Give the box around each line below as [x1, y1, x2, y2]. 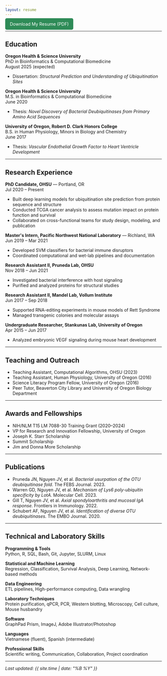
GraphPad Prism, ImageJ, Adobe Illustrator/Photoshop [5, 621, 116, 627]
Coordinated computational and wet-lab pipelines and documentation [12, 252, 155, 259]
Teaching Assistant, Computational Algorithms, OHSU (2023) [12, 369, 138, 375]
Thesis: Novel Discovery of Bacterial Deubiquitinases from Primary [12, 109, 150, 114]
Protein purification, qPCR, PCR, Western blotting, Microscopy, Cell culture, [5, 601, 159, 607]
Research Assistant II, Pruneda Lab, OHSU [5, 262, 94, 268]
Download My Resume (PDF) [9, 21, 69, 27]
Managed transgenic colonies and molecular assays [12, 312, 119, 319]
